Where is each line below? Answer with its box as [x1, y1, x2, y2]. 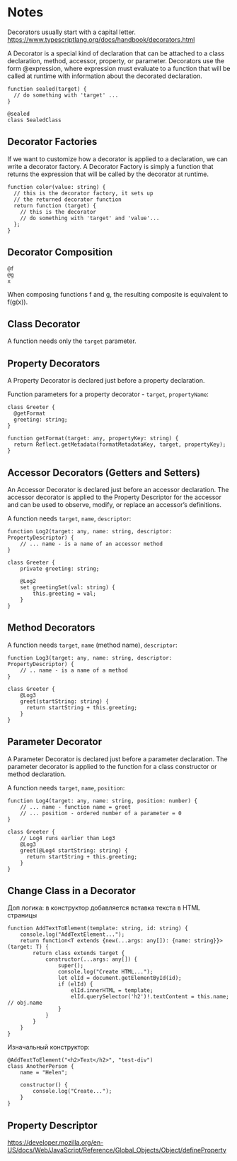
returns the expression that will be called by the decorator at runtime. [7, 170, 209, 178]
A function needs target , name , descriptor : [7, 514, 132, 523]
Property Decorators [7, 357, 100, 369]
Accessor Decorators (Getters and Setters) [7, 467, 200, 479]
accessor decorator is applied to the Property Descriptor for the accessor [7, 493, 221, 501]
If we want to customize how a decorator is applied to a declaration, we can [7, 154, 228, 163]
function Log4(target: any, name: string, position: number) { [7, 797, 198, 805]
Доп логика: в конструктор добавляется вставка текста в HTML [7, 903, 201, 912]
